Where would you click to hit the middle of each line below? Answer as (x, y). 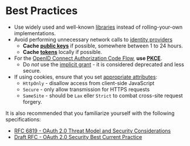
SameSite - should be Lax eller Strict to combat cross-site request (103, 96)
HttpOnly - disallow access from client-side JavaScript (89, 83)
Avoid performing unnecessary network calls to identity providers (93, 39)
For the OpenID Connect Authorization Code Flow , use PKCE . (88, 58)
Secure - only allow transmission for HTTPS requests (86, 89)
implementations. (35, 33)
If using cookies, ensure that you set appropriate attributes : (86, 77)
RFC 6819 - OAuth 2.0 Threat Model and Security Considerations (92, 131)
